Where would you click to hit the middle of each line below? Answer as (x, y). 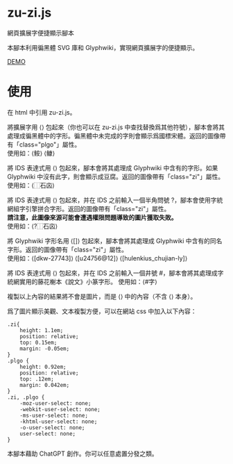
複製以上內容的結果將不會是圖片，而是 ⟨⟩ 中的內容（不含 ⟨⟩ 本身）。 (102, 296)
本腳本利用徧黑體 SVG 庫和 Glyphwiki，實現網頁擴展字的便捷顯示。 (103, 47)
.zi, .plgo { (26, 397)
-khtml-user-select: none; (59, 422)
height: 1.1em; (42, 330)
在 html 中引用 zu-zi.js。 (42, 112)
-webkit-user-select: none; (60, 409)
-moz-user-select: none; (55, 403)
